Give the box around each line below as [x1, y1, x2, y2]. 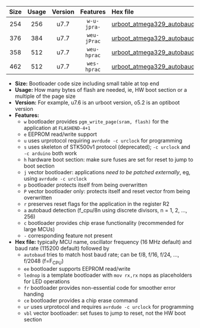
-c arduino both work [23, 150, 77, 157]
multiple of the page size [14, 92, 76, 100]
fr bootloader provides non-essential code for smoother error [23, 284, 176, 291]
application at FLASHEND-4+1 [23, 125, 91, 131]
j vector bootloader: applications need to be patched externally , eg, [23, 169, 190, 175]
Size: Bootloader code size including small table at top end [14, 80, 160, 87]
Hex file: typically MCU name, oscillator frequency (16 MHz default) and [14, 239, 192, 245]
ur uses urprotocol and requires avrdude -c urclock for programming [23, 303, 194, 310]
